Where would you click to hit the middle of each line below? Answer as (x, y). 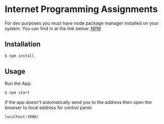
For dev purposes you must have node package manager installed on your (82, 23)
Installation (23, 44)
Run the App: (18, 83)
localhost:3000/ (22, 117)
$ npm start (17, 93)
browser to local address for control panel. (49, 108)
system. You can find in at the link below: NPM (53, 28)
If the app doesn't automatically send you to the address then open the (78, 102)
